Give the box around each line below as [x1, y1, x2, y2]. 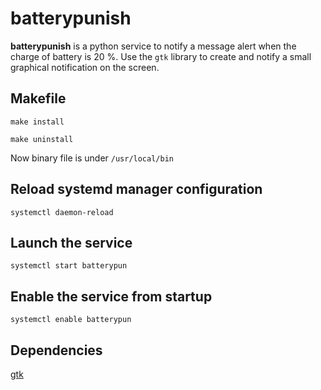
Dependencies [10, 342, 103, 359]
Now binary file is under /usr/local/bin [10, 152, 174, 164]
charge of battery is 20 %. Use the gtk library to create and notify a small [10, 50, 312, 62]
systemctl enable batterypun [10, 315, 132, 325]
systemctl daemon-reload [10, 207, 114, 217]
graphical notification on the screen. [10, 61, 160, 73]
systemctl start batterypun [10, 261, 128, 271]
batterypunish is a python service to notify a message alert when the [10, 40, 297, 52]
